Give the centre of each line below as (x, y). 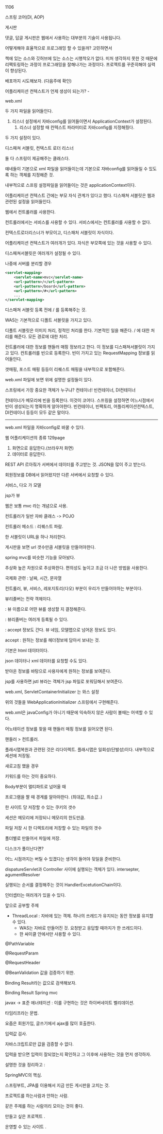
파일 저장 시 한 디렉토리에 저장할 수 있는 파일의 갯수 (53, 828)
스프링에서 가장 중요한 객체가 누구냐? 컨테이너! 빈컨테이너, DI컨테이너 (70, 390)
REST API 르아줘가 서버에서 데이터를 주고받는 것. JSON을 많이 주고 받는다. (76, 464)
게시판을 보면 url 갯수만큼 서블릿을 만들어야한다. (50, 547)
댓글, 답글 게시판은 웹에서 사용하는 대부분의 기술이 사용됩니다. (63, 38)
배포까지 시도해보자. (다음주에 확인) (38, 81)
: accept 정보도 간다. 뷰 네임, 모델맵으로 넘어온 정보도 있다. (61, 630)
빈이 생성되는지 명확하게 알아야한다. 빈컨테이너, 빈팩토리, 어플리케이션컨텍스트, (80, 407)
